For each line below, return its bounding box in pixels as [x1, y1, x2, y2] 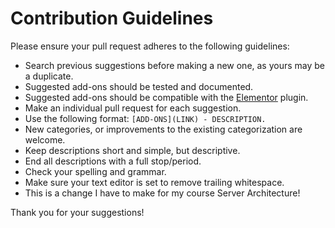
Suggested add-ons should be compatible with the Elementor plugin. [24, 91, 309, 103]
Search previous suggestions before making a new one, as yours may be [24, 59, 326, 71]
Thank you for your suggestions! [10, 206, 145, 218]
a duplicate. [24, 70, 74, 82]
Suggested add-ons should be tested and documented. [24, 80, 254, 92]
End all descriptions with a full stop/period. [24, 155, 202, 167]
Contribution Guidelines [10, 7, 214, 30]
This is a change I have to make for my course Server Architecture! [24, 187, 301, 199]
